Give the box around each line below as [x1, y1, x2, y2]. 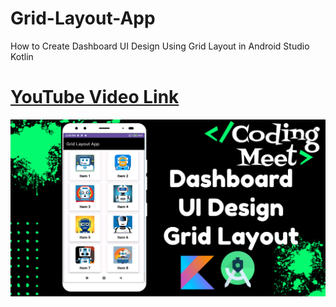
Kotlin [10, 50, 34, 62]
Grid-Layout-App [10, 7, 156, 30]
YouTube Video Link [10, 86, 180, 109]
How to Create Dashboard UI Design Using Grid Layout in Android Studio [10, 40, 310, 52]
